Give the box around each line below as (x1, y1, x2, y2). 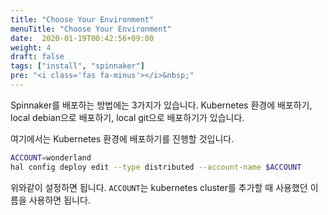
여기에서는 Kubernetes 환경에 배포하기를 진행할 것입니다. (10, 132, 235, 145)
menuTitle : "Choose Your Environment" (10, 24, 172, 34)
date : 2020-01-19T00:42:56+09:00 (10, 33, 155, 43)
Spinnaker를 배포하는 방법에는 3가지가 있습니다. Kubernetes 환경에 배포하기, (10, 99, 313, 111)
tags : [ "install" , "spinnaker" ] (10, 61, 145, 71)
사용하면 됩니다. (28, 194, 91, 206)
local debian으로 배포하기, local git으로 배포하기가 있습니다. (10, 111, 245, 123)
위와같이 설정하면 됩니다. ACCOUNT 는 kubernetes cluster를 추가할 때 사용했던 (10, 181, 308, 193)
